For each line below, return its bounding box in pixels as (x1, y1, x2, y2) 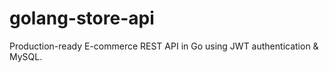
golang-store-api (9, 7, 155, 30)
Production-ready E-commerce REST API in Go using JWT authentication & (9, 40, 319, 52)
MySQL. (9, 50, 43, 62)
